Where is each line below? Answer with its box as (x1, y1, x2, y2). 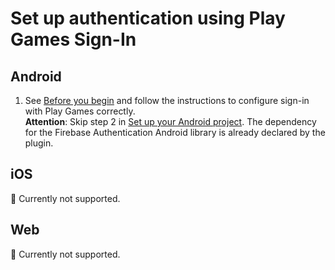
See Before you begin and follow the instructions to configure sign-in (24, 95, 310, 106)
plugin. (24, 137, 54, 149)
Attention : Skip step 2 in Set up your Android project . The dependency (24, 116, 317, 127)
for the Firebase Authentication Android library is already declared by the (24, 127, 326, 138)
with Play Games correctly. (24, 105, 136, 117)
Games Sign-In (10, 28, 137, 51)
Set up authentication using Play (10, 7, 286, 30)
